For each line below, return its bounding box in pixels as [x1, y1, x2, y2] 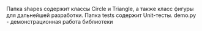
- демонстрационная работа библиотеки [6, 18, 113, 25]
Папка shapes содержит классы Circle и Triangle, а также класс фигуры [6, 5, 194, 12]
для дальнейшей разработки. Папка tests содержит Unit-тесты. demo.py [6, 12, 196, 19]
